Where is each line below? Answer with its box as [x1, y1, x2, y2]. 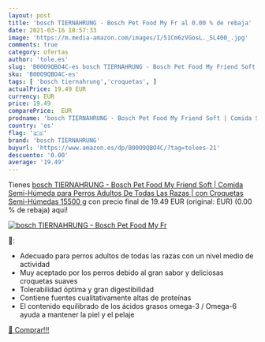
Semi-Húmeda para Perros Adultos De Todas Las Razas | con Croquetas [8, 189, 244, 198]
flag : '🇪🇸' [8, 129, 47, 137]
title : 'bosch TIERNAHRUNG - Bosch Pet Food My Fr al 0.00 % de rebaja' [8, 19, 252, 27]
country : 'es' [8, 122, 55, 130]
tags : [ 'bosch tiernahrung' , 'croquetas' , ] [8, 77, 157, 85]
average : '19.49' [8, 159, 65, 167]
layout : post [8, 11, 51, 20]
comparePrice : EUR [8, 107, 73, 115]
